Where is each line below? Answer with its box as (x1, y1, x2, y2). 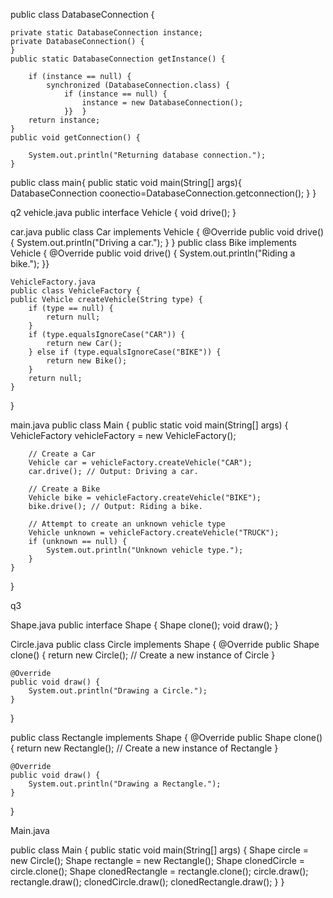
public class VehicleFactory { (10, 286, 141, 296)
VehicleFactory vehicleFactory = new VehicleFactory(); (10, 430, 237, 441)
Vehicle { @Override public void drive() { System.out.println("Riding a (10, 247, 296, 259)
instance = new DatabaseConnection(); (81, 98, 244, 108)
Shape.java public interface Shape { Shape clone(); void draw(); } (10, 619, 279, 631)
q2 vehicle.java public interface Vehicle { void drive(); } (10, 207, 237, 218)
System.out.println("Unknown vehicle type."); (46, 545, 244, 555)
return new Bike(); (46, 356, 128, 366)
